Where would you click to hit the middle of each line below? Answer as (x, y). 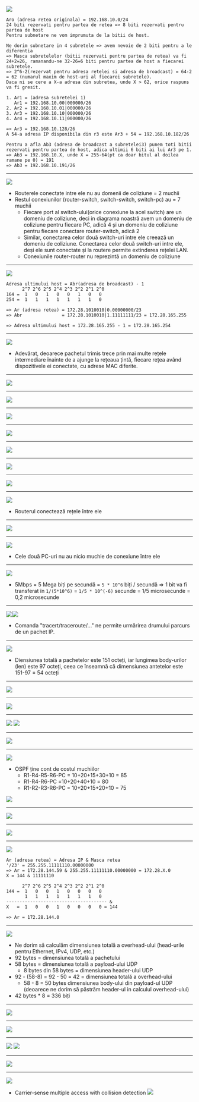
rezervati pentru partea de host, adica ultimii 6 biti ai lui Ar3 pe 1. (99, 150)
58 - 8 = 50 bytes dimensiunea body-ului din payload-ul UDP (98, 983)
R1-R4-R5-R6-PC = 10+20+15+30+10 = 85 (75, 775)
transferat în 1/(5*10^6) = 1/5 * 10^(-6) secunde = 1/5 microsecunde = (102, 591)
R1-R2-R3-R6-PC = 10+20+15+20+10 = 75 (75, 788)
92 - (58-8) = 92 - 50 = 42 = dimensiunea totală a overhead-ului (93, 977)
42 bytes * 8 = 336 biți (42, 996)
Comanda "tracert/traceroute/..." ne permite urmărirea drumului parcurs (102, 625)
